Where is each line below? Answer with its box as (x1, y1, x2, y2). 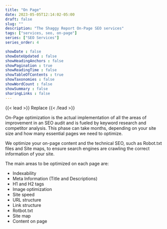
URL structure (12, 196, 41, 203)
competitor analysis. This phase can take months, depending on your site (5, 125, 156, 131)
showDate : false (5, 49, 41, 54)
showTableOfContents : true (5, 72, 64, 78)
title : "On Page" (5, 7, 41, 13)
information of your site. (5, 151, 55, 157)
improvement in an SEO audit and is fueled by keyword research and (5, 120, 146, 126)
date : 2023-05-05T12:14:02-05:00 (5, 12, 75, 17)
